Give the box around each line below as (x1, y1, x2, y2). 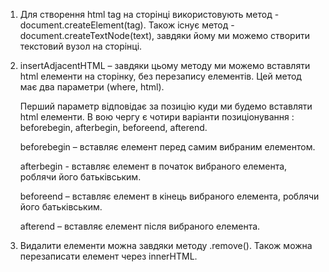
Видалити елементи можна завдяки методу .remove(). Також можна (19, 240, 313, 251)
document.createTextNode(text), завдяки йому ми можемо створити (19, 30, 310, 41)
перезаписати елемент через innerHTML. (19, 250, 198, 262)
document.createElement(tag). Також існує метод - (19, 19, 235, 31)
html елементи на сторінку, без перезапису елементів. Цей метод (19, 70, 302, 82)
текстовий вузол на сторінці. (19, 40, 143, 52)
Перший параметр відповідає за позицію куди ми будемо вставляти (19, 100, 313, 112)
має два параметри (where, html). (19, 81, 165, 93)
